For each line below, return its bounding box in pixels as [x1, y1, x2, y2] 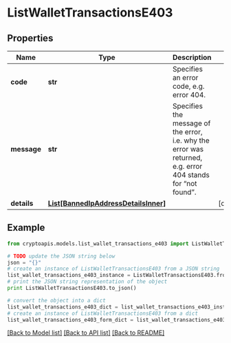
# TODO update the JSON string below [7, 253, 115, 260]
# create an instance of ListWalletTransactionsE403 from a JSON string [7, 265, 220, 273]
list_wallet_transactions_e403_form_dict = [7, 316, 134, 323]
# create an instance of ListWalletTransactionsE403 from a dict [7, 310, 198, 317]
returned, [172, 153, 203, 163]
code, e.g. [172, 81, 205, 91]
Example [7, 222, 45, 233]
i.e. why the [172, 136, 210, 145]
